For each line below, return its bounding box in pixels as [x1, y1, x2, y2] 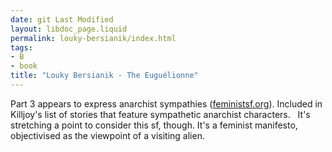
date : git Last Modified [10, 14, 114, 25]
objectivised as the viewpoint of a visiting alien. [10, 129, 205, 141]
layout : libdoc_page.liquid [10, 24, 128, 34]
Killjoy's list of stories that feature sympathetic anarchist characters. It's [10, 108, 311, 120]
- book [10, 61, 38, 71]
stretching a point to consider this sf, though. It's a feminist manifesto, [10, 119, 298, 131]
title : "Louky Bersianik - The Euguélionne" [10, 71, 199, 81]
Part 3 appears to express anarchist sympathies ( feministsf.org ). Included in [10, 97, 323, 110]
